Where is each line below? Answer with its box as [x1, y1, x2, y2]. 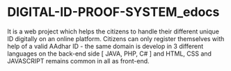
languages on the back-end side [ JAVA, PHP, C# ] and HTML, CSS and [7, 49, 212, 58]
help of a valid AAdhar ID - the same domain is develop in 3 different [7, 42, 204, 50]
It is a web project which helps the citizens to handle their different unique [7, 27, 219, 35]
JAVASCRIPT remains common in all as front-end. [7, 56, 150, 65]
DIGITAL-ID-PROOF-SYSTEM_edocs [7, 4, 220, 20]
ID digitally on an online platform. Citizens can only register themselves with [7, 34, 225, 42]
